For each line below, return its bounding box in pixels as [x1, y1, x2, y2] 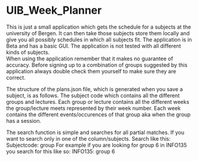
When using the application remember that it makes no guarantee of [6, 55, 174, 62]
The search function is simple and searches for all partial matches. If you [6, 129, 185, 136]
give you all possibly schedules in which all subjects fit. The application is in [6, 36, 192, 43]
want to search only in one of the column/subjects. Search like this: [6, 135, 171, 142]
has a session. [6, 117, 42, 124]
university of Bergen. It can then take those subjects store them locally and [6, 29, 190, 36]
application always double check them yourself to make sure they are [6, 67, 177, 75]
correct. [6, 74, 26, 81]
